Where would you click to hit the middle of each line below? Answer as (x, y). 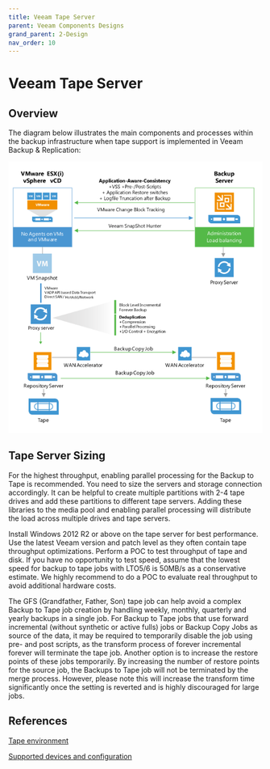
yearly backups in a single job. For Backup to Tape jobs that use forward (129, 618)
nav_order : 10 (32, 43)
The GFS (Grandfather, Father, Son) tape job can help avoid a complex (125, 601)
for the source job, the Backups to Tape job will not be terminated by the (128, 670)
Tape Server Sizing (57, 456)
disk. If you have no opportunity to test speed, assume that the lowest (124, 560)
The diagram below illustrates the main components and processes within (131, 133)
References (38, 721)
